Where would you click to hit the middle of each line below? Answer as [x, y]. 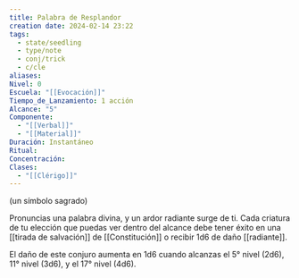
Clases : [24, 167]
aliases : [25, 76]
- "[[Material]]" [50, 134]
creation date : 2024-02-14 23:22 [71, 26]
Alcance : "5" [33, 109]
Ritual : [24, 150]
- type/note [40, 51]
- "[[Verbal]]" [46, 126]
